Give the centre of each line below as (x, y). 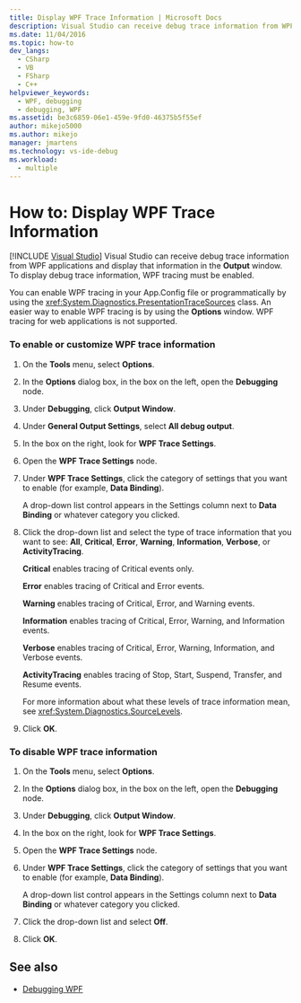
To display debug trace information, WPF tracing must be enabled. (132, 276)
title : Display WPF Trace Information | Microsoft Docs (116, 18)
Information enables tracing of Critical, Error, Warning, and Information (153, 620)
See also (34, 968)
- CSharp (34, 59)
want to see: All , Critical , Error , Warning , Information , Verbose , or (146, 541)
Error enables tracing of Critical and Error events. (113, 585)
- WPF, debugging (50, 101)
